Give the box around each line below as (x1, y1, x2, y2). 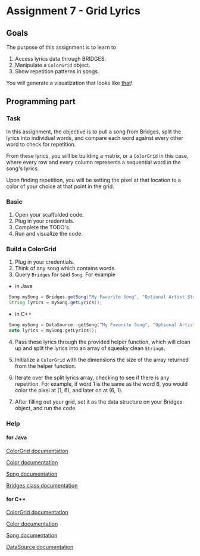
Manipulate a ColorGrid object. (14, 61, 90, 68)
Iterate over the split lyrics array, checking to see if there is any (14, 374, 170, 381)
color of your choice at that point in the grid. (6, 183, 114, 190)
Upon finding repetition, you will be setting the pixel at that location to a (6, 176, 182, 183)
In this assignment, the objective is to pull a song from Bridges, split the (6, 128, 182, 135)
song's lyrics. (6, 165, 39, 172)
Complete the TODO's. (14, 223, 71, 230)
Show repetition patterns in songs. (14, 68, 99, 75)
